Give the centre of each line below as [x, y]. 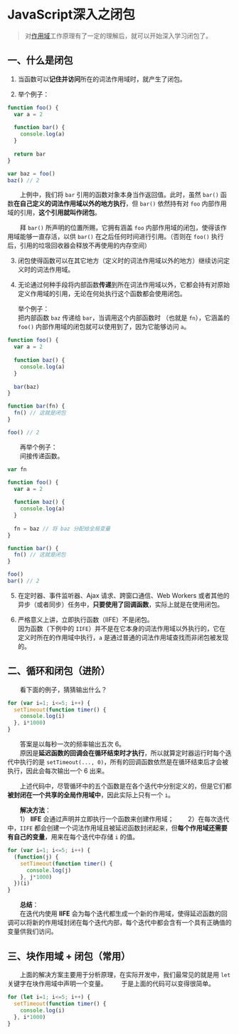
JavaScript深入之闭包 [71, 15]
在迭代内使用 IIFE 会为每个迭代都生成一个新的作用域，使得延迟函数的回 [124, 913]
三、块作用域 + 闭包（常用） [69, 956]
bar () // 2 [23, 581]
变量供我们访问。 [32, 931]
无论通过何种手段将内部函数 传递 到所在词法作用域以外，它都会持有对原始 [123, 285]
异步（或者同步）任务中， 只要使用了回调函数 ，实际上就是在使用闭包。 [121, 604]
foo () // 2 [23, 432]
